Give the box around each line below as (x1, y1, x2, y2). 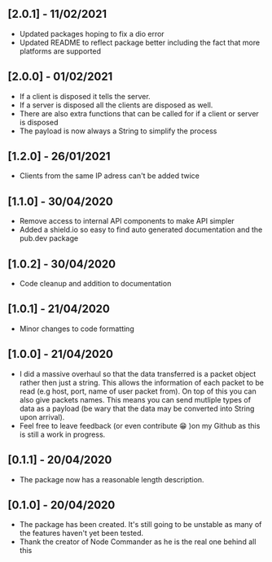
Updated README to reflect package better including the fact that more (19, 37, 261, 47)
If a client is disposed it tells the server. (19, 91, 151, 101)
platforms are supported (19, 46, 101, 56)
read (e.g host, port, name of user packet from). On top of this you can (19, 386, 257, 396)
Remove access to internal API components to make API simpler (19, 216, 235, 226)
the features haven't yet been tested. (19, 529, 144, 538)
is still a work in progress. (19, 429, 106, 439)
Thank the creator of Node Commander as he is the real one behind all (19, 537, 257, 547)
